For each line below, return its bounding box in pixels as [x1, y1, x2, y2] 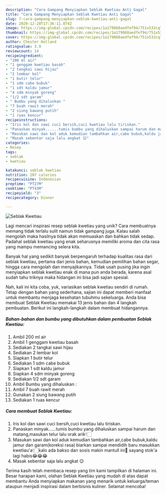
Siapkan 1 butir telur [12, 355, 53, 361]
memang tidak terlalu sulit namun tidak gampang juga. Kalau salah [5, 228, 140, 234]
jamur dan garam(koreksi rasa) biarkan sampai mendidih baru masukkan [12, 442, 160, 448]
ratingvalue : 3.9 [5, 44, 41, 49]
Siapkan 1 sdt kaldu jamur [12, 365, 65, 371]
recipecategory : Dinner [5, 195, 55, 200]
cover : [5, 35, 19, 40]
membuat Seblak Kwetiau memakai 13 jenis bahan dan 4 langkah [5, 299, 137, 305]
